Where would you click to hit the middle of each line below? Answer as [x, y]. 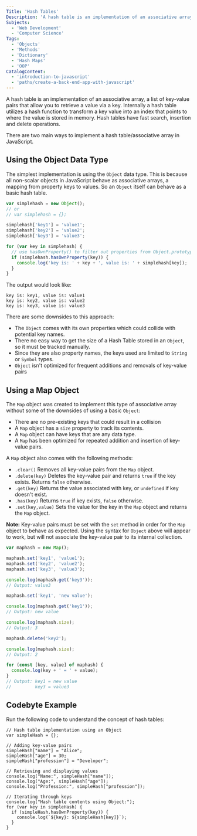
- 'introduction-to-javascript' [51, 77]
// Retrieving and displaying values [52, 771]
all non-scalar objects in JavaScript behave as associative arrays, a [87, 180]
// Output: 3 [22, 628]
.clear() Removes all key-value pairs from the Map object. [84, 470]
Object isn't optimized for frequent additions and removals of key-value [101, 366]
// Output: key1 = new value [42, 681]
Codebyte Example [42, 705]
